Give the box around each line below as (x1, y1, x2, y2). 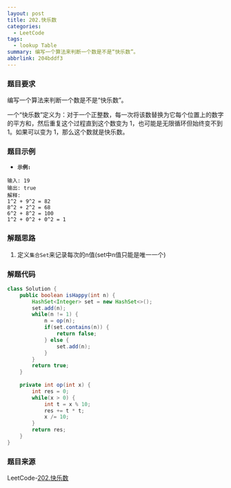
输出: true (7, 185, 37, 192)
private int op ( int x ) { (19, 382, 91, 389)
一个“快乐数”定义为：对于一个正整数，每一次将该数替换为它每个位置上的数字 (7, 111, 224, 119)
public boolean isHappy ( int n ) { (19, 292, 116, 298)
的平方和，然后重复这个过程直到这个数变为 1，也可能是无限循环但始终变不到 (7, 119, 223, 128)
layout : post (7, 10, 45, 17)
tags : (7, 36, 23, 43)
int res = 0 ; (32, 387, 70, 395)
